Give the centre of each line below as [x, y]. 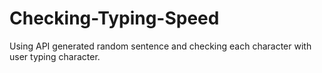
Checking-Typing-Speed [114, 18]
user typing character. [55, 56]
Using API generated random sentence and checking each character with [160, 46]
